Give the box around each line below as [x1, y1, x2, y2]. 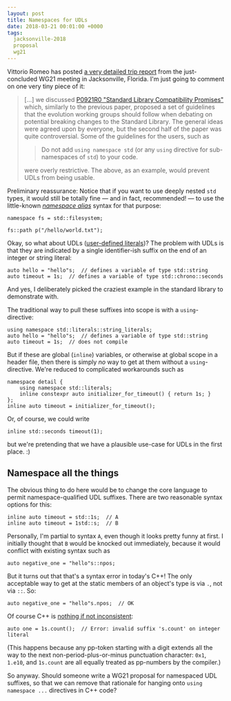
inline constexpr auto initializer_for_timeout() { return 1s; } [19, 390, 212, 397]
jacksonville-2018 [13, 36, 67, 43]
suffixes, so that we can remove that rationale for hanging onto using [7, 678, 203, 687]
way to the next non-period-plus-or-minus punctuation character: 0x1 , [7, 651, 207, 659]
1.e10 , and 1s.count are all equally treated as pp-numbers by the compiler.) [7, 658, 221, 666]
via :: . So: [7, 587, 37, 595]
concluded [7, 74, 38, 83]
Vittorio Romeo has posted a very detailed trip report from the [7, 67, 183, 76]
